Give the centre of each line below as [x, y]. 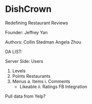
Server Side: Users [24, 61]
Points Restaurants [31, 76]
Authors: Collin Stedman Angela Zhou [43, 42]
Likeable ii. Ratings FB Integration [53, 86]
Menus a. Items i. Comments [41, 81]
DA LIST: [14, 52]
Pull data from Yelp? [25, 96]
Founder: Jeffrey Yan [26, 32]
